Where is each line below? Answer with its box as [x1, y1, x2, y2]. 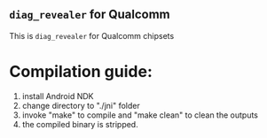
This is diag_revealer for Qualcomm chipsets [9, 30, 175, 41]
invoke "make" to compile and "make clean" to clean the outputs [21, 110, 259, 120]
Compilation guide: [9, 62, 153, 81]
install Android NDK [21, 90, 94, 101]
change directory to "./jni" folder [21, 100, 140, 111]
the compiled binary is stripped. [21, 119, 139, 129]
